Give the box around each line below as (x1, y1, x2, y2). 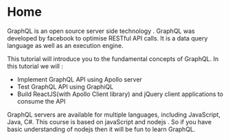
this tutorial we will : (7, 62, 64, 70)
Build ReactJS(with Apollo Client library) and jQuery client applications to (16, 90, 224, 98)
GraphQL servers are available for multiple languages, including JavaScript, (7, 110, 221, 119)
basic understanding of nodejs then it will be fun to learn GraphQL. (7, 125, 196, 133)
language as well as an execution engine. (7, 41, 124, 49)
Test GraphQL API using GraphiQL (16, 82, 114, 91)
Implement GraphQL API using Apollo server (16, 75, 143, 83)
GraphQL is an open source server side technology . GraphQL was (7, 27, 196, 35)
